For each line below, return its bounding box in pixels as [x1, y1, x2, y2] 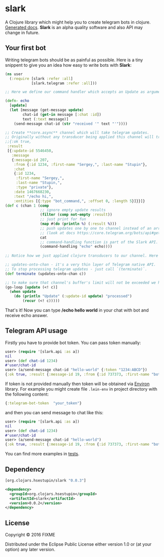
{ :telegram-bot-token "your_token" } [5, 401, 82, 406]
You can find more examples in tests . [5, 451, 80, 457]
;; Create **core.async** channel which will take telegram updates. [5, 130, 150, 135]
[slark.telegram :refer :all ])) [31, 80, 97, 86]
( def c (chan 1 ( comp [5, 203, 49, 208]
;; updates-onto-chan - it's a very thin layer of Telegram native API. [5, 262, 156, 267]
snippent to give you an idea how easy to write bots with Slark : [5, 62, 132, 68]
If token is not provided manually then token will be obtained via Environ [5, 381, 150, 387]
